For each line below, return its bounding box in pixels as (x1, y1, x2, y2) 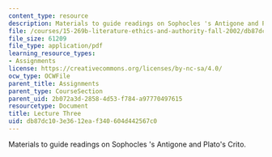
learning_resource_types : (8, 49, 96, 57)
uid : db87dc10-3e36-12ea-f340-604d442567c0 (8, 117, 158, 125)
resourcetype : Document (8, 102, 89, 110)
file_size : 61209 (8, 34, 67, 43)
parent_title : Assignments (8, 79, 100, 87)
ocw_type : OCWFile (8, 72, 70, 80)
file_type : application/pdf (8, 42, 104, 50)
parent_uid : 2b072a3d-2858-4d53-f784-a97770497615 (8, 95, 183, 103)
